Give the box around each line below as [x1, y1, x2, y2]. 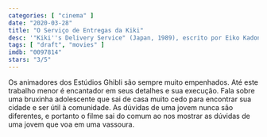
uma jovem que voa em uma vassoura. [8, 120, 135, 129]
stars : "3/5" [8, 56, 52, 64]
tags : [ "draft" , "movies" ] [8, 41, 105, 49]
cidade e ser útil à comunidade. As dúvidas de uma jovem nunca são [8, 102, 234, 112]
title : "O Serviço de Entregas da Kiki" [8, 26, 145, 34]
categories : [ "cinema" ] [8, 11, 94, 20]
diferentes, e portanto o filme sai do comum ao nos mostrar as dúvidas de [8, 111, 250, 120]
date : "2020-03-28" [8, 19, 73, 27]
